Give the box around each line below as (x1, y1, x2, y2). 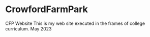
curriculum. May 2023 (5, 25, 52, 31)
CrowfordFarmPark (5, 4, 88, 15)
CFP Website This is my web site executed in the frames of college (5, 20, 145, 26)
